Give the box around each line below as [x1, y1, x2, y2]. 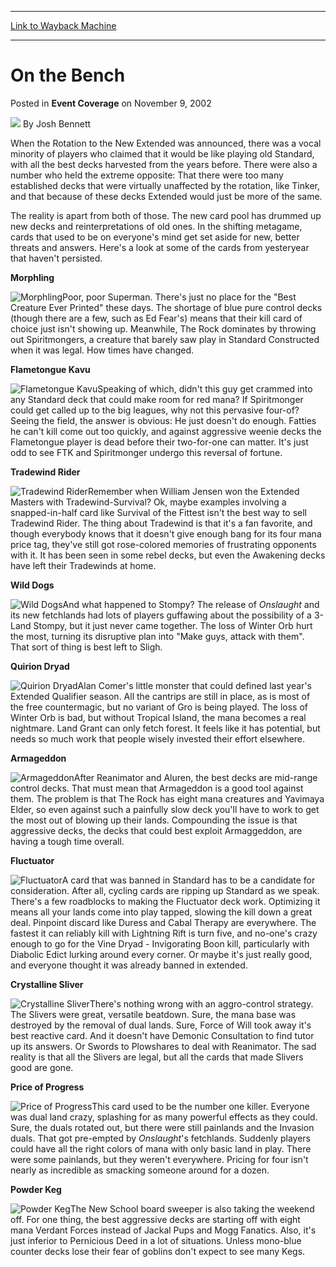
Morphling [10, 271, 55, 283]
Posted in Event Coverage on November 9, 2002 [10, 97, 212, 109]
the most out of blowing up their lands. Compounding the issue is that [10, 814, 298, 826]
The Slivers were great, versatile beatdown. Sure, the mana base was [10, 1008, 297, 1020]
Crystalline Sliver [10, 978, 84, 990]
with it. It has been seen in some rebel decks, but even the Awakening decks [10, 549, 326, 561]
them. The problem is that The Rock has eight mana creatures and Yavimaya [10, 792, 325, 805]
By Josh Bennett [22, 117, 92, 130]
